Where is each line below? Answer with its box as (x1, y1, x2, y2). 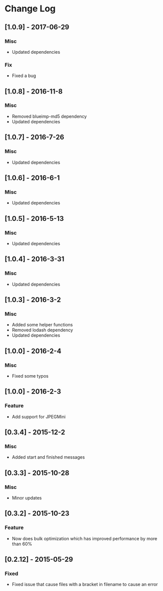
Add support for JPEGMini (11, 413, 66, 419)
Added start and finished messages (11, 454, 85, 460)
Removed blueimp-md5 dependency (11, 113, 87, 119)
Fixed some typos (11, 373, 49, 379)
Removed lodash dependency (11, 327, 73, 333)
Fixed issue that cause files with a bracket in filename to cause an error (11, 582, 158, 588)
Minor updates (11, 495, 42, 501)
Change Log (4, 3, 56, 14)
